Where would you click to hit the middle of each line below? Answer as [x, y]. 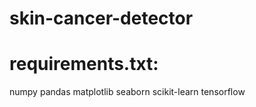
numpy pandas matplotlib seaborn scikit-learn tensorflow [127, 92]
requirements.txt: [84, 64]
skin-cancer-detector [101, 18]
